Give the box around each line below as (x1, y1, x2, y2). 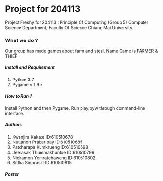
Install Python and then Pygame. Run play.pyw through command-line (5, 105, 145, 111)
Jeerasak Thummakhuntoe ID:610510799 (12, 150, 95, 156)
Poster (5, 171, 19, 177)
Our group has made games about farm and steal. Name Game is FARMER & (5, 48, 158, 54)
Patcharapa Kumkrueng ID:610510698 (12, 144, 89, 150)
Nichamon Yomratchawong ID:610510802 (12, 155, 96, 161)
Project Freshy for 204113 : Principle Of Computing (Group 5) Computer (5, 20, 149, 25)
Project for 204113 (5, 3, 81, 15)
